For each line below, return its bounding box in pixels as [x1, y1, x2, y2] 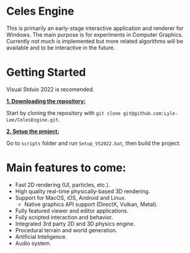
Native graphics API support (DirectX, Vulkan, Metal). [24, 200, 158, 208]
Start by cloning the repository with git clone [6, 109, 121, 117]
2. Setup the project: [6, 127, 60, 135]
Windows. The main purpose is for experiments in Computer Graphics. [6, 31, 183, 38]
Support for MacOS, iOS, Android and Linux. [15, 194, 127, 201]
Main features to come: [6, 161, 127, 175]
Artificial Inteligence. [15, 233, 67, 240]
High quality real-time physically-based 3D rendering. [15, 188, 150, 195]
